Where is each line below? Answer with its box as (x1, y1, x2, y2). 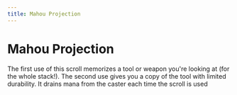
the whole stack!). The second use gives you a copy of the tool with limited (7, 72, 227, 80)
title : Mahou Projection (7, 10, 81, 18)
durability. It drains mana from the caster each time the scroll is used (7, 79, 208, 88)
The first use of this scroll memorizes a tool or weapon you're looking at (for (7, 65, 230, 73)
